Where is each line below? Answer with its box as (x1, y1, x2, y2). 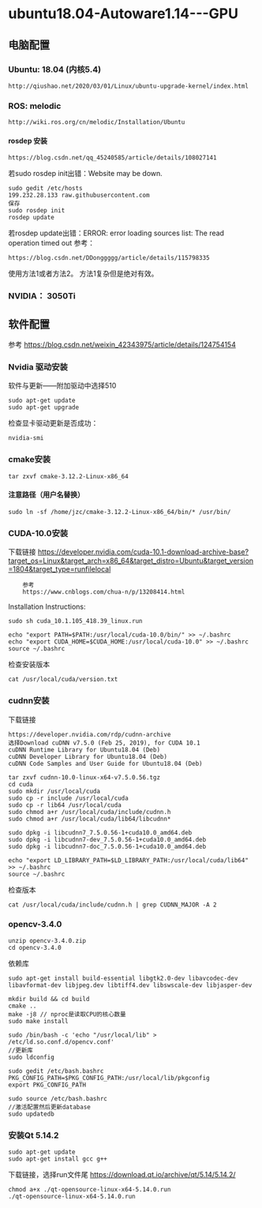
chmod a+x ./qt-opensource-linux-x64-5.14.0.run (8, 1186, 171, 1194)
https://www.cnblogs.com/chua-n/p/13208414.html (22, 588, 185, 596)
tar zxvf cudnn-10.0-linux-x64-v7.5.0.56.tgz (8, 773, 160, 782)
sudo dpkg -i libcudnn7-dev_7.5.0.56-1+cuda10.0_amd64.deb (8, 835, 207, 843)
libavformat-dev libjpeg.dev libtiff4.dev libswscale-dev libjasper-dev (8, 981, 253, 989)
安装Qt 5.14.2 (8, 1130, 59, 1141)
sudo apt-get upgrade (8, 403, 80, 411)
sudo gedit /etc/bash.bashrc (8, 1067, 104, 1075)
